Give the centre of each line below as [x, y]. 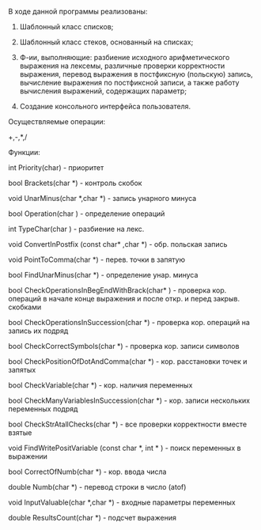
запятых [22, 370]
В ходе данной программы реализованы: [78, 11]
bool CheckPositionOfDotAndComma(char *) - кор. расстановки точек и [128, 362]
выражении [28, 456]
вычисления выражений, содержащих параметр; [103, 91]
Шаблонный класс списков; [66, 26]
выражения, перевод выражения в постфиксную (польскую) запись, [136, 74]
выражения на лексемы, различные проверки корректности [122, 66]
